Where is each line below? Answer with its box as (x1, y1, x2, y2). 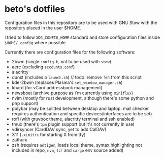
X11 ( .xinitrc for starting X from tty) (11, 132, 86, 137)
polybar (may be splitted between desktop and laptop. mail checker (11, 105, 149, 111)
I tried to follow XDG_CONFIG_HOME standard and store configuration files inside (4, 34, 160, 40)
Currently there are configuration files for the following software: (4, 49, 136, 55)
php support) (11, 100, 39, 106)
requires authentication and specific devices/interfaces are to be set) (11, 110, 152, 116)
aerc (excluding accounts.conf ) (11, 64, 75, 70)
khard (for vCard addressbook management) (11, 84, 103, 90)
